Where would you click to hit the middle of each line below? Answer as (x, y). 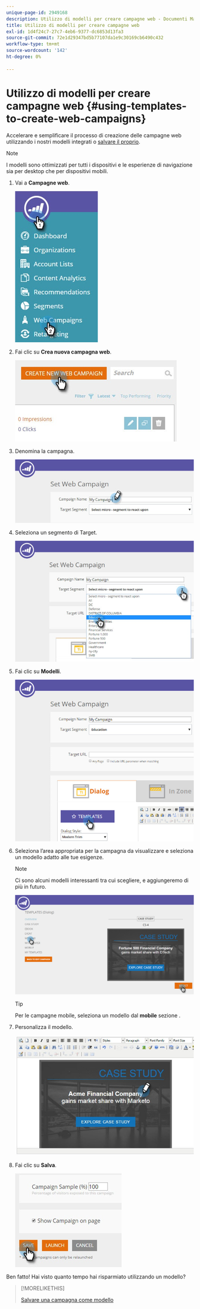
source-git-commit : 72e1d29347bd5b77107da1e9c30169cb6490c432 (85, 38)
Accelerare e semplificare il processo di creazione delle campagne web (94, 135)
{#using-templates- (136, 106)
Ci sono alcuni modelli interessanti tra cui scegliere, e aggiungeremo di (101, 880)
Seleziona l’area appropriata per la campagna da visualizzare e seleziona (104, 850)
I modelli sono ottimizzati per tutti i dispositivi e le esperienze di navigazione (99, 165)
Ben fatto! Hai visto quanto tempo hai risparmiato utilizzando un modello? (96, 1277)
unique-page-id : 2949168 (37, 13)
